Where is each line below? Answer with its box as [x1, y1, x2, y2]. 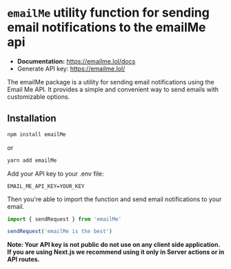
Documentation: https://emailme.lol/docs [17, 57, 136, 65]
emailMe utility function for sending [7, 5, 210, 21]
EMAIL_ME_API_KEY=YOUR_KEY [7, 183, 85, 189]
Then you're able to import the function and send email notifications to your [7, 195, 222, 203]
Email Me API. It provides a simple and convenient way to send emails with [7, 85, 219, 93]
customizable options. [7, 92, 70, 101]
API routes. [7, 255, 40, 263]
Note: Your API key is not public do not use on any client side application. [7, 241, 221, 249]
